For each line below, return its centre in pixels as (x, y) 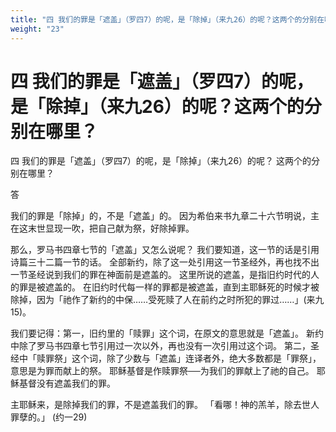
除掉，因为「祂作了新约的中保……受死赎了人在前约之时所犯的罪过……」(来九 (167, 300)
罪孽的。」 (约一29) (49, 417)
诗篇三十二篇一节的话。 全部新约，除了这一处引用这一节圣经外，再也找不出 (165, 262)
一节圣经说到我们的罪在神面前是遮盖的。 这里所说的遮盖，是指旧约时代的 (160, 275)
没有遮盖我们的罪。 (76, 383)
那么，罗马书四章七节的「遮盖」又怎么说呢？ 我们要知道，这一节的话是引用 (165, 250)
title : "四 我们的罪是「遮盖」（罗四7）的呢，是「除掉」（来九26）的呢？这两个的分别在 (167, 19)
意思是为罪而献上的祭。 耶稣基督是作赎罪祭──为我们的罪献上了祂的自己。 (162, 371)
